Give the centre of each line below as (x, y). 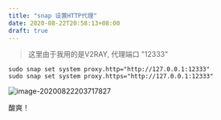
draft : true (28, 30)
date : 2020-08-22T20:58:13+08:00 (64, 23)
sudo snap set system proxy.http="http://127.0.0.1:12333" (109, 70)
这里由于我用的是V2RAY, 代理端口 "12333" (98, 54)
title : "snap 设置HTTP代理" (53, 16)
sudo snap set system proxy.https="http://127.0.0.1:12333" (111, 77)
